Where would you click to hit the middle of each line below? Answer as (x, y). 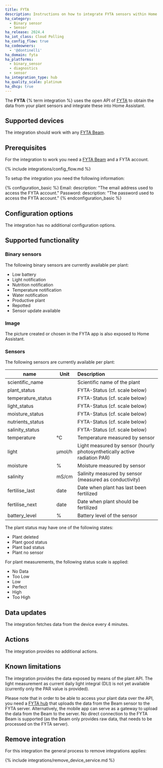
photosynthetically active (106, 452)
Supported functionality (42, 241)
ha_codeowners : (20, 46)
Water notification (30, 295)
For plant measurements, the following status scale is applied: (67, 562)
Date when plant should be (108, 502)
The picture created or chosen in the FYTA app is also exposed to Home (77, 333)
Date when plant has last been (112, 488)
